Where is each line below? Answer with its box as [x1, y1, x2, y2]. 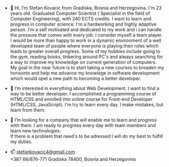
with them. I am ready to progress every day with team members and [10, 123, 156, 128]
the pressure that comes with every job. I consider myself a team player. [10, 32, 163, 38]
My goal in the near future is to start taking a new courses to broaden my [10, 64, 164, 70]
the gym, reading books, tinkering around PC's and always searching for [10, 54, 163, 60]
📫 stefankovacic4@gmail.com [10, 149, 75, 155]
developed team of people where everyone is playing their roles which [10, 43, 159, 49]
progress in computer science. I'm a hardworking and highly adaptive [10, 21, 157, 27]
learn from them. [10, 107, 46, 113]
